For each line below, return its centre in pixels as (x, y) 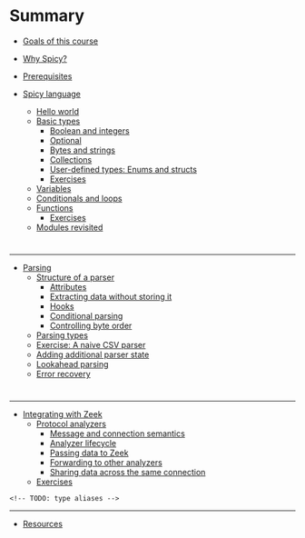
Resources (43, 524)
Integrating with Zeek (62, 414)
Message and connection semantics (118, 433)
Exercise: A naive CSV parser (91, 345)
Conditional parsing (86, 316)
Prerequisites (47, 76)
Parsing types (62, 335)
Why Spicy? (45, 58)
